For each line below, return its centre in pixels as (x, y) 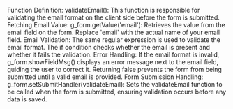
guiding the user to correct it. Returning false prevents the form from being (114, 70)
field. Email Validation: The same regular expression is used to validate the (114, 40)
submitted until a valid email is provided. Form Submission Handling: (105, 77)
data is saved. (27, 99)
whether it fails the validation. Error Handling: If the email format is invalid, (113, 54)
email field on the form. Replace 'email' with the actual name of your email (114, 32)
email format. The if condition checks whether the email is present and (109, 47)
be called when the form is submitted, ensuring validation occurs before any (117, 92)
